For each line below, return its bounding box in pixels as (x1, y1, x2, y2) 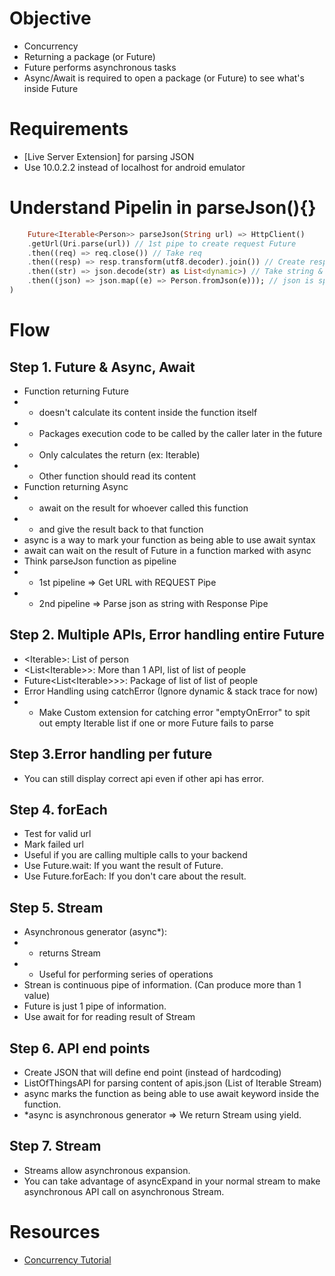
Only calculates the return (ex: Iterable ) (38, 448, 201, 461)
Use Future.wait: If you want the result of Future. (23, 860, 224, 872)
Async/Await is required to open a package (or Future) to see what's (23, 72, 305, 84)
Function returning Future (23, 385, 129, 397)
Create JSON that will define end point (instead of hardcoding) (23, 1067, 282, 1078)
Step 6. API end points (9, 1040, 151, 1057)
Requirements (9, 118, 129, 141)
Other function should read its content (38, 470, 197, 482)
